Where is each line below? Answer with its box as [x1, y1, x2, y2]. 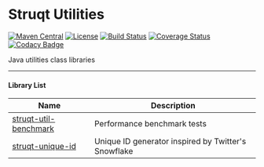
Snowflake [93, 146, 134, 157]
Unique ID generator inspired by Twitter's [93, 136, 247, 147]
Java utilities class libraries [8, 55, 96, 64]
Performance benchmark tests [93, 118, 207, 129]
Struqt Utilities [8, 5, 104, 24]
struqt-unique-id [12, 141, 76, 152]
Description [150, 100, 196, 111]
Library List [8, 80, 46, 89]
